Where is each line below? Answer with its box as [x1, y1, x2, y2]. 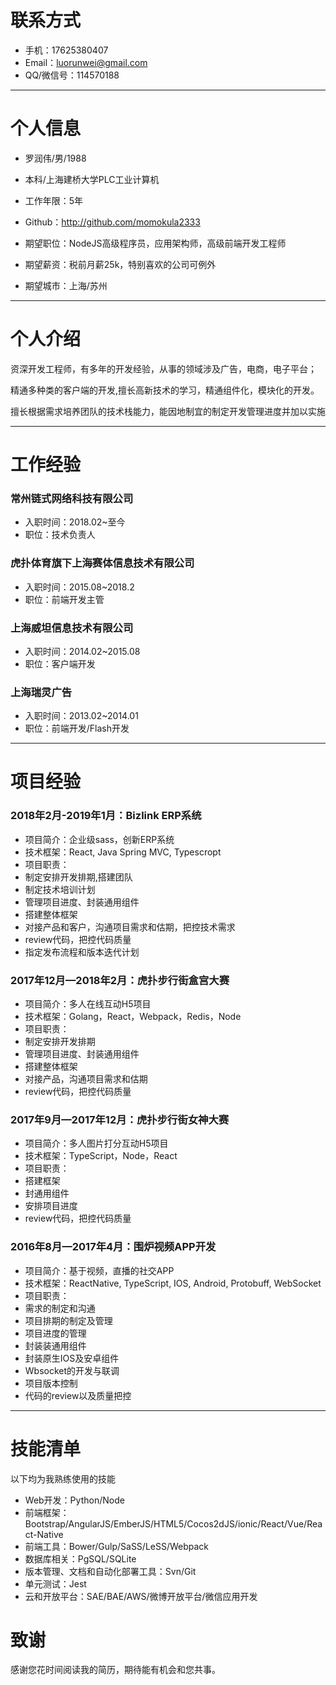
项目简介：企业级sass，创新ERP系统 [24, 833, 175, 845]
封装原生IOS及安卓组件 [24, 1352, 120, 1364]
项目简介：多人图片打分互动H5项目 [24, 1137, 169, 1150]
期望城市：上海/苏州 [24, 279, 108, 291]
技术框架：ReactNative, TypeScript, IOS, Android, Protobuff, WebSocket [24, 1277, 322, 1289]
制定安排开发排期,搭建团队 [24, 871, 133, 883]
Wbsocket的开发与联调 [24, 1364, 120, 1376]
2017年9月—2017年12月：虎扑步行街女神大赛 [10, 1112, 230, 1126]
